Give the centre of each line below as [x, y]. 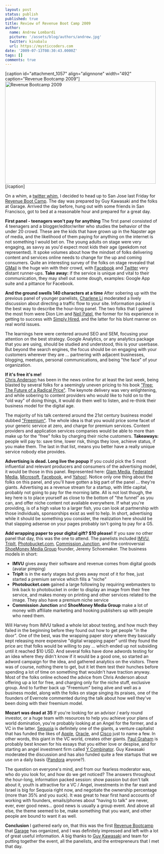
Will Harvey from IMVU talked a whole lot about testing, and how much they [82, 625]
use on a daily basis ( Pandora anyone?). [45, 760]
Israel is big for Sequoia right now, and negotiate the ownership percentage [81, 790]
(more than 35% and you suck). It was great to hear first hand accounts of [80, 795]
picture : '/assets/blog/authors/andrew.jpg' [56, 37]
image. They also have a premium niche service [60, 600]
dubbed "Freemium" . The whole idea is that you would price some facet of [80, 421]
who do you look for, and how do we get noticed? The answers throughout [80, 775]
